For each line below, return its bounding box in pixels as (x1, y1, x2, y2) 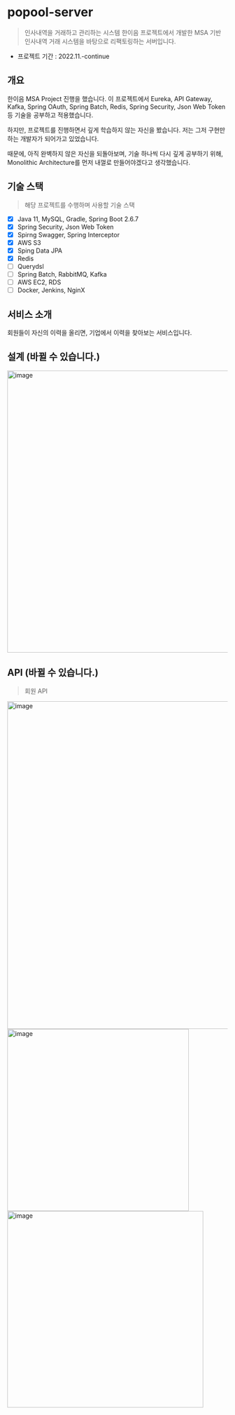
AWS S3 (17, 238, 41, 246)
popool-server (7, 4, 94, 20)
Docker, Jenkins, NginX (17, 286, 85, 295)
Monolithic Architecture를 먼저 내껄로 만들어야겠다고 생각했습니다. (7, 158, 191, 166)
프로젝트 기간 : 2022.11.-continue (17, 52, 110, 60)
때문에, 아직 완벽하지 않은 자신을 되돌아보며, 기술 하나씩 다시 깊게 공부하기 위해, (7, 149, 224, 158)
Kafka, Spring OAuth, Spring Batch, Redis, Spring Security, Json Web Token (7, 102, 226, 111)
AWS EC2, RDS (17, 278, 62, 286)
